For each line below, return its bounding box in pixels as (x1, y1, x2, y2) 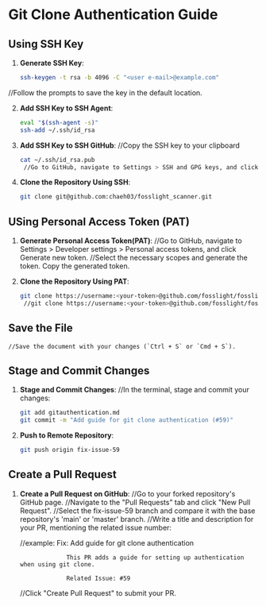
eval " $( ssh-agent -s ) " (19, 118, 99, 126)
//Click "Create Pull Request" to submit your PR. (19, 588, 176, 597)
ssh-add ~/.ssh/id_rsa (19, 125, 95, 134)
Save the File (8, 322, 73, 335)
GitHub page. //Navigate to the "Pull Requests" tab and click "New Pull (19, 497, 251, 507)
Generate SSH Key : (19, 58, 85, 68)
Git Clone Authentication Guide (8, 6, 218, 24)
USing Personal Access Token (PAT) (8, 214, 191, 228)
